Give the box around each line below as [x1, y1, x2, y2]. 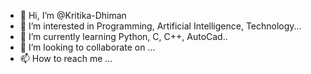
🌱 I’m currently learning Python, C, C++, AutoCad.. [19, 31, 228, 42]
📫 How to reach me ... [19, 53, 113, 64]
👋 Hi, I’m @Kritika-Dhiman [19, 10, 127, 21]
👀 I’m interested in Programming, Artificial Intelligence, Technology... [19, 20, 302, 32]
